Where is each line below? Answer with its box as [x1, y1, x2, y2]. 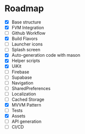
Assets [11, 113, 26, 119]
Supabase [11, 74, 32, 80]
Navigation [11, 80, 34, 86]
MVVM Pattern [11, 102, 42, 108]
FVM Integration [11, 25, 44, 30]
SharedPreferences [11, 85, 51, 91]
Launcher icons [11, 41, 43, 47]
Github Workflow [11, 30, 46, 36]
